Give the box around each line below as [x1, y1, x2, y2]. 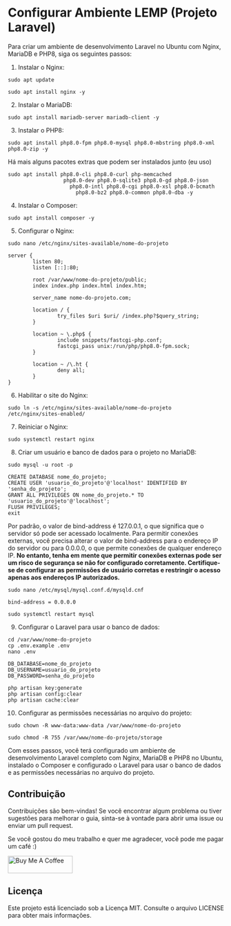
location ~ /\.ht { [32, 360, 89, 367]
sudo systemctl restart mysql [8, 610, 95, 617]
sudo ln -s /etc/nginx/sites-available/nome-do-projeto [8, 404, 172, 412]
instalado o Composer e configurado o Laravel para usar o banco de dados [8, 761, 221, 769]
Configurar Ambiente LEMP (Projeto [8, 5, 218, 21]
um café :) [8, 842, 37, 850]
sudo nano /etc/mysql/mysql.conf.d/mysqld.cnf [8, 586, 144, 593]
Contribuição [8, 789, 66, 800]
